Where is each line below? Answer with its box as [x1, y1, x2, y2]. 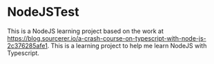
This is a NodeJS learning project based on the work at [7, 27, 164, 35]
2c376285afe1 [7, 41, 48, 50]
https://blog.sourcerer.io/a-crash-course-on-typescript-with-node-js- [7, 34, 206, 42]
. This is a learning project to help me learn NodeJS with [47, 41, 207, 50]
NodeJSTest [7, 4, 79, 20]
